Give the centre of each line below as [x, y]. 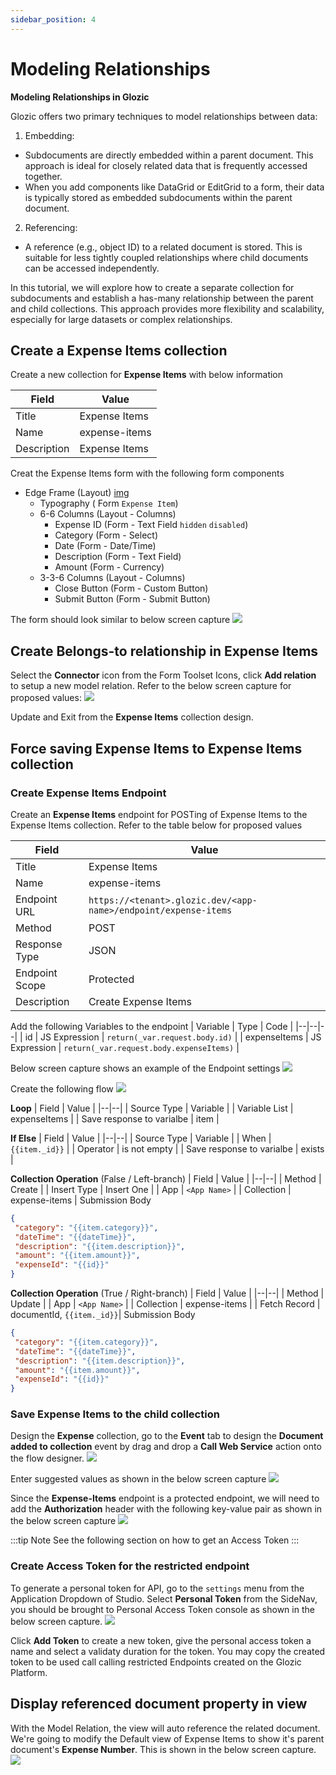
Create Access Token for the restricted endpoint [130, 1566]
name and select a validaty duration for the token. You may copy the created [168, 1651]
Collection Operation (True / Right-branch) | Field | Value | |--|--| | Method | [167, 1293]
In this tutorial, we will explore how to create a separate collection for [152, 287]
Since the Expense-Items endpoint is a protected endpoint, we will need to [165, 1498]
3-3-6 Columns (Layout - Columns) [112, 578]
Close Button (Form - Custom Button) [131, 588]
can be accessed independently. [92, 268]
